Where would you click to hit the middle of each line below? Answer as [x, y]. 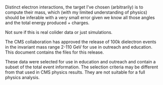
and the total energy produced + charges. [47, 23]
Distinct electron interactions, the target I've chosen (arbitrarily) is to [74, 7]
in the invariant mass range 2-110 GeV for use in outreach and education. [79, 47]
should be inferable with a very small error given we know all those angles [80, 17]
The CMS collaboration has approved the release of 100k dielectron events [81, 42]
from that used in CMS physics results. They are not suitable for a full [75, 72]
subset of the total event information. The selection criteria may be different [82, 67]
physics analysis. [23, 77]
